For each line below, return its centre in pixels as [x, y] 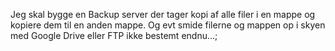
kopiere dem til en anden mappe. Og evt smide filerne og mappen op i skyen [168, 25]
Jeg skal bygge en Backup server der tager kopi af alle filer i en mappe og [163, 14]
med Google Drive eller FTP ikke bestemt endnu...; [114, 35]
